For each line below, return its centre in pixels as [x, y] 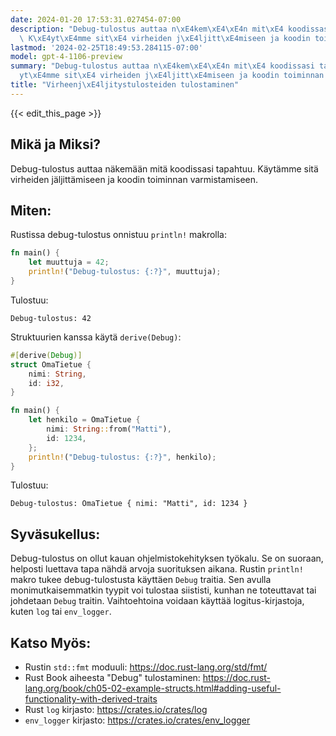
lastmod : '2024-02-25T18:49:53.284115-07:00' [106, 47]
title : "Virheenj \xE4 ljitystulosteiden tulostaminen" [125, 85]
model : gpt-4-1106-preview [66, 57]
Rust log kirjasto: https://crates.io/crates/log [116, 709]
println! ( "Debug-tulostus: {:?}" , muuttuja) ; [125, 272]
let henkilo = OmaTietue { [84, 420]
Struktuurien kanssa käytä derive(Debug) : [96, 337]
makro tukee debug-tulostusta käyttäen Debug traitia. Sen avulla [141, 580]
